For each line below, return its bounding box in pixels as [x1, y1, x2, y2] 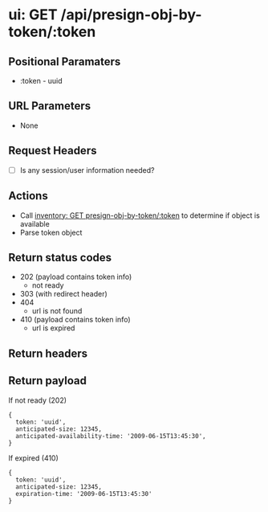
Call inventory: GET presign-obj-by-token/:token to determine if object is [19, 211, 261, 220]
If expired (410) [8, 453, 59, 463]
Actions [8, 189, 48, 203]
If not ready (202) [8, 395, 67, 405]
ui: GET [8, 6, 58, 24]
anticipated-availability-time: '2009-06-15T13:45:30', [15, 432, 206, 440]
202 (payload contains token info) [19, 272, 132, 282]
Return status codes [8, 251, 112, 264]
